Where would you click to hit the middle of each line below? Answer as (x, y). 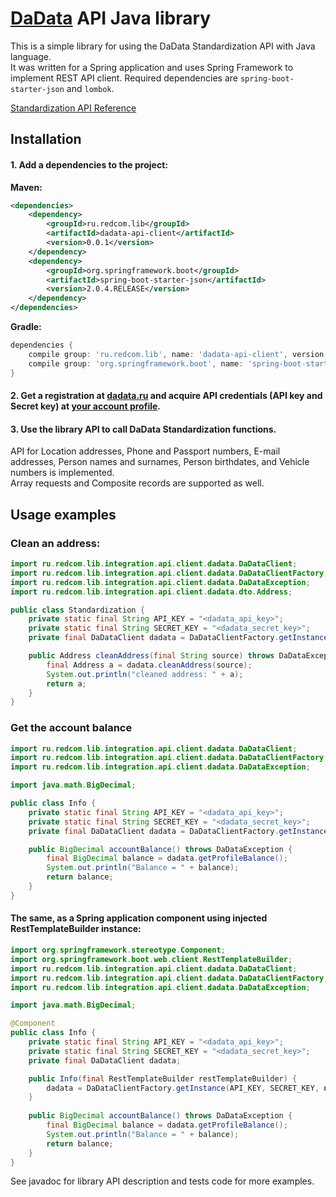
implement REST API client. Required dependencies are (124, 78)
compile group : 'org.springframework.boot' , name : (136, 363)
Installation (46, 139)
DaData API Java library (111, 18)
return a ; (66, 683)
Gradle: (26, 327)
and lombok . (90, 88)
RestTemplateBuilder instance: (76, 929)
